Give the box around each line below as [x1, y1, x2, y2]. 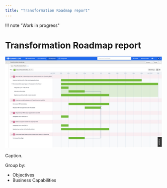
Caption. [5, 153, 23, 159]
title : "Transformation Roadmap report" [5, 8, 90, 13]
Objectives [12, 172, 35, 178]
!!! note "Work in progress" [5, 22, 60, 28]
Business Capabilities [12, 177, 57, 184]
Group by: [5, 162, 26, 169]
